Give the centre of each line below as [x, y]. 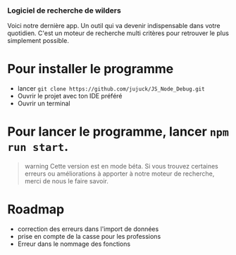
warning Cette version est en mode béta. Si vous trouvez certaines [121, 166]
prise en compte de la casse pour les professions [89, 237]
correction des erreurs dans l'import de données [88, 229]
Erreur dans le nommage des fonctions [74, 244]
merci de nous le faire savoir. [67, 181]
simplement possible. [38, 41]
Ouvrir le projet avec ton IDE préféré [70, 96]
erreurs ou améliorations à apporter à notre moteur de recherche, [119, 174]
